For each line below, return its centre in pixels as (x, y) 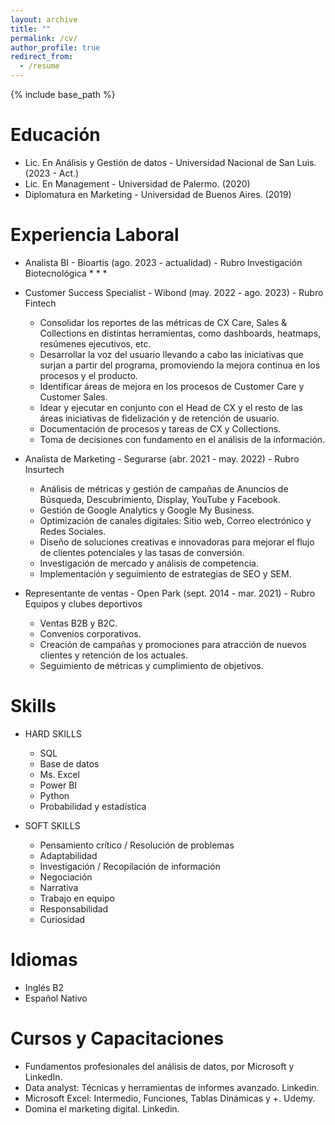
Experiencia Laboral (95, 235)
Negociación (66, 877)
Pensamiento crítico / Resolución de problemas (137, 845)
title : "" (31, 29)
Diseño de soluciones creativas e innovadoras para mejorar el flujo (177, 542)
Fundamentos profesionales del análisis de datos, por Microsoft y (159, 1066)
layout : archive (44, 19)
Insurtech (44, 469)
